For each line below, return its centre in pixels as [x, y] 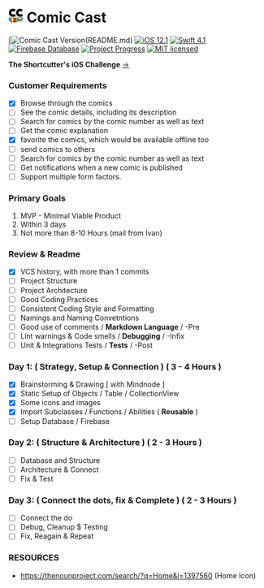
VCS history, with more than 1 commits [84, 272]
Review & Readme [45, 254]
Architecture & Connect [59, 469]
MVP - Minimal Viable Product [71, 216]
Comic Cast [67, 17]
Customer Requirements [58, 85]
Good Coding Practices [59, 299]
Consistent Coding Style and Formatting [87, 309]
